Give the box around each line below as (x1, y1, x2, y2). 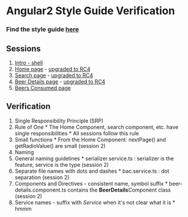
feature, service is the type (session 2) (14, 161, 109, 168)
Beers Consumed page (14, 84, 71, 91)
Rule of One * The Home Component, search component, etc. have (14, 123, 179, 131)
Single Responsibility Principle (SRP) (14, 117, 103, 124)
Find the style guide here (6, 25, 79, 34)
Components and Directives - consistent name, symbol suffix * (14, 180, 168, 187)
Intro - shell (14, 59, 43, 66)
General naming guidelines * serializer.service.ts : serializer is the (14, 155, 174, 162)
